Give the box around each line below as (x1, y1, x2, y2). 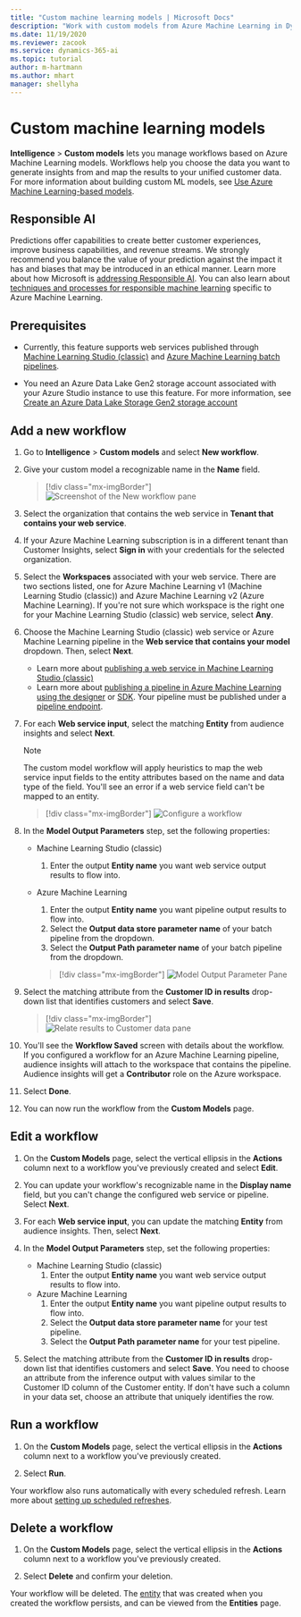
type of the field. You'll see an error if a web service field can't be (22, 781, 265, 792)
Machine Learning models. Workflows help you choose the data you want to (10, 157, 290, 168)
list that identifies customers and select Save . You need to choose (46, 1362, 289, 1373)
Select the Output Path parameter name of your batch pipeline (49, 942, 282, 953)
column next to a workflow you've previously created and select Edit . (22, 1162, 279, 1173)
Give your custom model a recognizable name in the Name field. (22, 464, 261, 475)
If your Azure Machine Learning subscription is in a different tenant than (22, 535, 288, 545)
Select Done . (22, 1086, 71, 1096)
